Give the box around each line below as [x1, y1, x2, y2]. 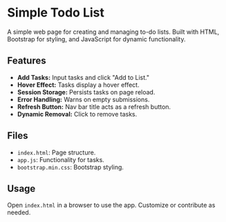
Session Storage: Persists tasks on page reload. [17, 88, 156, 96]
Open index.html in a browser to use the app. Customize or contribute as [7, 201, 216, 210]
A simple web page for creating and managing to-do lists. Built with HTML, [7, 28, 220, 36]
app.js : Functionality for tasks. [17, 155, 105, 163]
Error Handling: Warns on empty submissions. [17, 95, 150, 103]
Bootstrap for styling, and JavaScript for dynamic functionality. [7, 34, 186, 43]
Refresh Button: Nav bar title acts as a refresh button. [17, 102, 171, 111]
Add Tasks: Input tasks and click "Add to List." [17, 73, 150, 81]
